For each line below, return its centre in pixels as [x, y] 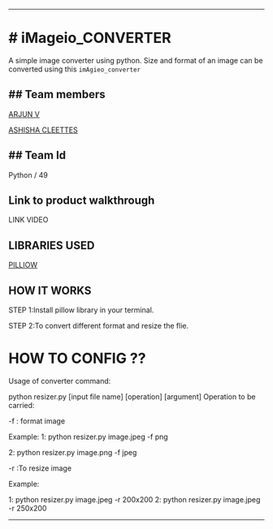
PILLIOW [23, 265]
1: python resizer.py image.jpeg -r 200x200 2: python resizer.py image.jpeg [134, 499]
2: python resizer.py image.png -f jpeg [73, 452]
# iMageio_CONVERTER [90, 38]
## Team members [57, 95]
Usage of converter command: [60, 381]
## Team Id [37, 155]
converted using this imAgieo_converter [74, 69]
